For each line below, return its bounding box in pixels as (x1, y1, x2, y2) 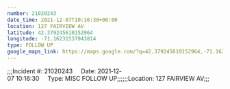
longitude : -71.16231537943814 (7, 36, 97, 42)
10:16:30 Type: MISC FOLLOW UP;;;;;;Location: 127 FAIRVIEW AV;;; (16, 74, 210, 82)
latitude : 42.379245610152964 (7, 29, 94, 36)
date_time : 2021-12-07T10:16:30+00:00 (7, 16, 118, 23)
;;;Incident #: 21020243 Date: (7, 66, 97, 75)
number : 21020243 (7, 10, 57, 17)
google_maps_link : (7, 49, 60, 55)
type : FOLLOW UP (7, 42, 53, 49)
